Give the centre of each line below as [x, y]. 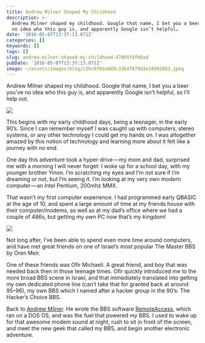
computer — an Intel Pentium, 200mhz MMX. [62, 186]
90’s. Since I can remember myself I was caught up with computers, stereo [100, 129]
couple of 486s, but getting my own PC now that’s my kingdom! [86, 217]
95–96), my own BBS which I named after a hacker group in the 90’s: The [98, 291]
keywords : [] [23, 46]
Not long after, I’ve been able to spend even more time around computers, [99, 240]
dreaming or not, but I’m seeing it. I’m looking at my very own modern [94, 179]
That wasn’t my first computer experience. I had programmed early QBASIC [101, 197]
